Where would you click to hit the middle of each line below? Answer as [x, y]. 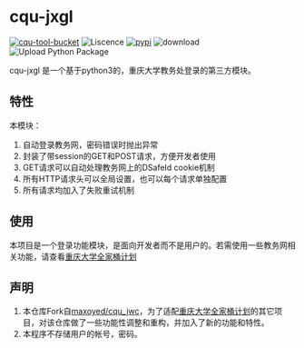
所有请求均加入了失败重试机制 [78, 190]
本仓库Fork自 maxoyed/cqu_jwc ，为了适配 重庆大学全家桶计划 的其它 [148, 312]
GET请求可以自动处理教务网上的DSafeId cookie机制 [118, 167]
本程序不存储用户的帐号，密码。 [82, 334]
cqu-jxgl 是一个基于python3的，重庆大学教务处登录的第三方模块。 [132, 70]
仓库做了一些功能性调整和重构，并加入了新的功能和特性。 [162, 323]
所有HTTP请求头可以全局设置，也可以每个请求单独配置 [125, 178]
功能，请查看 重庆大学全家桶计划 [77, 256]
